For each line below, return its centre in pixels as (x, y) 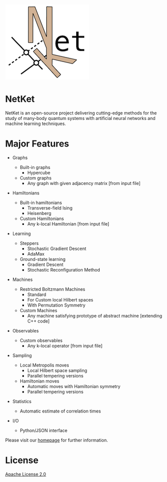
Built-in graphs (35, 167)
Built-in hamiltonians (41, 203)
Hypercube (39, 173)
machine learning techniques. (36, 123)
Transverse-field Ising (50, 208)
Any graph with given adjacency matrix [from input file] (84, 183)
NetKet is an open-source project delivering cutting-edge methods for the (81, 113)
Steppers (29, 243)
